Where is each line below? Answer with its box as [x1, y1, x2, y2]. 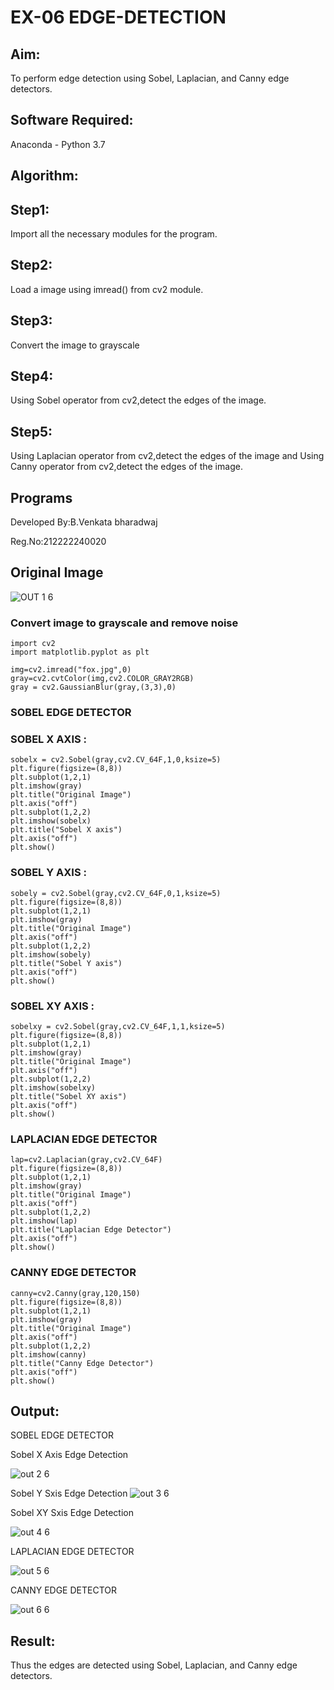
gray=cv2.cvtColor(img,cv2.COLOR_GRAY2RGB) [10, 674, 195, 684]
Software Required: [10, 112, 134, 129]
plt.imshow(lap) [10, 1216, 78, 1226]
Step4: [10, 368, 54, 385]
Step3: [10, 312, 53, 330]
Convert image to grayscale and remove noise [10, 616, 239, 630]
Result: [10, 1632, 56, 1650]
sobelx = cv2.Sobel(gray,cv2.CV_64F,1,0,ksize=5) [10, 755, 222, 765]
